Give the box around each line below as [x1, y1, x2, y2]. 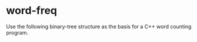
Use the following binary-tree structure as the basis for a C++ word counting [6, 23, 192, 30]
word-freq [6, 4, 58, 17]
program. [6, 29, 29, 36]
